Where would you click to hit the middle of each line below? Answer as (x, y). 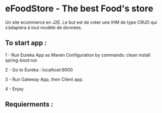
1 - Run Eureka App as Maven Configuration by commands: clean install (78, 55)
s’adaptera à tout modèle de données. (44, 27)
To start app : (26, 43)
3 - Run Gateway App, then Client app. (44, 79)
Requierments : (29, 104)
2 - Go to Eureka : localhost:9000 (39, 70)
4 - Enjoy (14, 89)
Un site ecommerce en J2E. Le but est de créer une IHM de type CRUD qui (81, 22)
